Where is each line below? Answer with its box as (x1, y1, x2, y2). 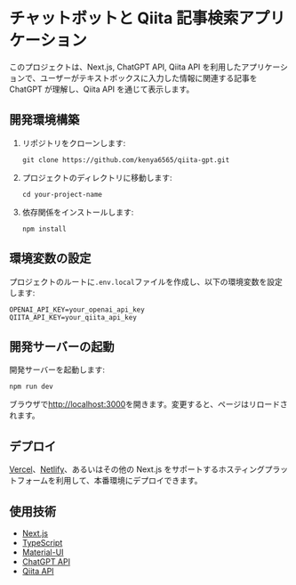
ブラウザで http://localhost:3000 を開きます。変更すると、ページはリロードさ (9, 399, 288, 410)
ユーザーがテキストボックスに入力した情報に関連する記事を (39, 72, 258, 83)
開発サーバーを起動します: (9, 364, 105, 375)
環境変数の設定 (9, 251, 92, 266)
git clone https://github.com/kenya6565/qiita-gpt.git (21, 155, 230, 165)
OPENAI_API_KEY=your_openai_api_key (9, 305, 145, 314)
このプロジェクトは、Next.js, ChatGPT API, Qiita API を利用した (9, 61, 242, 72)
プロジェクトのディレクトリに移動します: (21, 172, 172, 183)
